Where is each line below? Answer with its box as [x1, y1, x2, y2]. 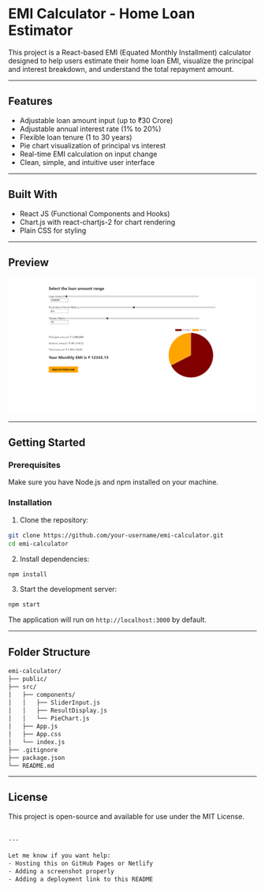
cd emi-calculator [8, 540, 69, 548]
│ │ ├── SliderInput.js [8, 699, 101, 707]
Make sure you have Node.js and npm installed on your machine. [8, 477, 219, 487]
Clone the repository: [19, 515, 89, 525]
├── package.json [8, 754, 65, 762]
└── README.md [8, 762, 55, 770]
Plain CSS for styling [19, 226, 87, 235]
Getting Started [8, 436, 86, 450]
